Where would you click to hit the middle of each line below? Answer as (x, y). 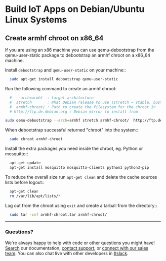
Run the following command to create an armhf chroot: (61, 88)
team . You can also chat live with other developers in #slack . (67, 253)
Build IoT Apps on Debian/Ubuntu (75, 9)
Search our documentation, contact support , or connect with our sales (77, 248)
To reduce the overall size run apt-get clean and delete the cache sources (81, 177)
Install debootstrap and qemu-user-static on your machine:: (65, 70)
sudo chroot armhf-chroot (36, 139)
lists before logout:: (25, 182)
